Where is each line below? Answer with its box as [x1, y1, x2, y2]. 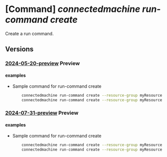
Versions [5, 45, 34, 53]
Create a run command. [5, 30, 54, 36]
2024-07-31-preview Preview [5, 110, 79, 117]
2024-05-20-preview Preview [5, 60, 80, 67]
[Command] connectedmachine [5, 3, 141, 15]
